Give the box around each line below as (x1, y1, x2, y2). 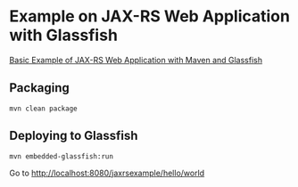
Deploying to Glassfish (9, 128, 138, 143)
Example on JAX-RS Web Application (9, 6, 290, 27)
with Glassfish (9, 25, 119, 45)
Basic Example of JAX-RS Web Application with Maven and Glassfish (9, 54, 263, 65)
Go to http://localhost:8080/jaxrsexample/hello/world (9, 167, 205, 178)
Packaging (9, 80, 70, 95)
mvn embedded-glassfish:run (9, 151, 114, 161)
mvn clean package (9, 104, 78, 113)
